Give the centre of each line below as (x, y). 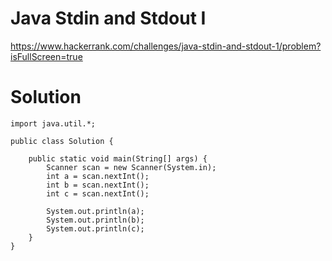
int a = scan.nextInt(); (98, 176)
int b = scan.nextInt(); (98, 185)
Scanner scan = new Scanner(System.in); (131, 167)
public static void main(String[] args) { (118, 158)
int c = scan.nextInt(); (98, 193)
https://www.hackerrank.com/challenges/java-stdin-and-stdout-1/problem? (166, 46)
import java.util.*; (53, 123)
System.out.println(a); (95, 211)
